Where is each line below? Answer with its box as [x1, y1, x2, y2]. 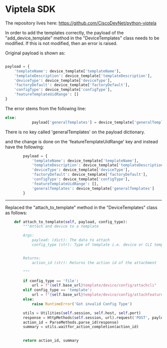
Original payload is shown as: [5, 50, 66, 56]
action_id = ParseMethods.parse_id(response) [23, 320, 119, 325]
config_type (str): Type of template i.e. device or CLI [31, 242, 153, 248]
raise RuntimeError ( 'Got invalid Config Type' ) [31, 301, 133, 307]
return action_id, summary [23, 338, 79, 343]
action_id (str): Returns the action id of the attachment [31, 260, 157, 265]
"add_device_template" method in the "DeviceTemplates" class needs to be [5, 35, 160, 41]
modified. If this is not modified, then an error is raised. [5, 40, 118, 46]
